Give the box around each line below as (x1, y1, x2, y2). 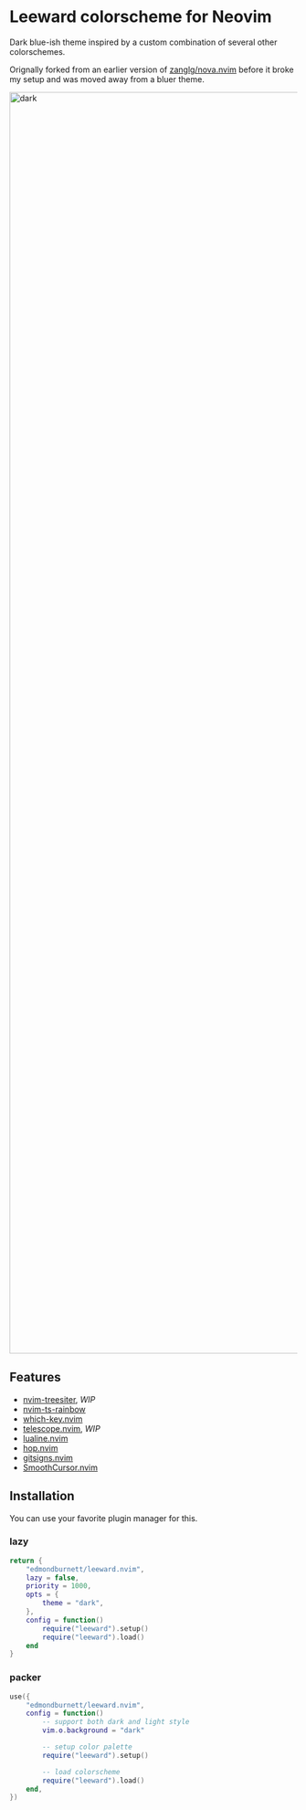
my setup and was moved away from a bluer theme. (9, 73, 206, 84)
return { (9, 1556, 43, 1565)
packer (9, 1671, 42, 1684)
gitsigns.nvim (22, 1452, 73, 1463)
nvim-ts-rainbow (22, 1403, 87, 1414)
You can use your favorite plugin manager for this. (9, 1512, 198, 1523)
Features (9, 1370, 61, 1385)
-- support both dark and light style (42, 1718, 190, 1727)
